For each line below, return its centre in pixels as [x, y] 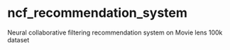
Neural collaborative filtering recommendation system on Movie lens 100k [115, 32]
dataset [18, 39]
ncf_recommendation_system [98, 13]
